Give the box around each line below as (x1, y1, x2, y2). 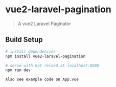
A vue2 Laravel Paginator (17, 20, 71, 27)
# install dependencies (5, 49, 56, 54)
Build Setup (5, 35, 43, 44)
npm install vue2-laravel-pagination (5, 54, 86, 59)
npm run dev (5, 68, 31, 73)
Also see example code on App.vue (5, 77, 79, 82)
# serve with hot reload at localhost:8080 (5, 63, 100, 68)
